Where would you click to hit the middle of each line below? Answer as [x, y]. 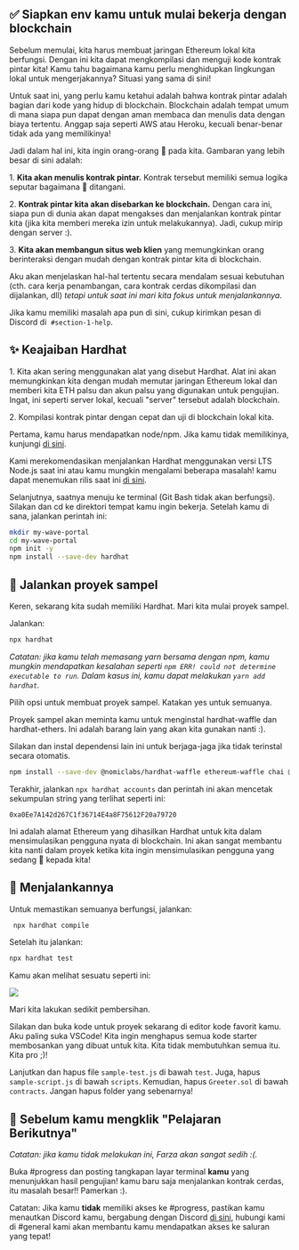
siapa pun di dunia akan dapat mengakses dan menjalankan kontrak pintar [145, 214]
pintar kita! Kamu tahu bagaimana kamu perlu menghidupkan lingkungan [142, 69]
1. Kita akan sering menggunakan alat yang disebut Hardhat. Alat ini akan [143, 371]
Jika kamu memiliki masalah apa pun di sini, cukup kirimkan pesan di [135, 312]
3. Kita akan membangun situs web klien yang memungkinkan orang [137, 249]
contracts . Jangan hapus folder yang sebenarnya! [101, 1091]
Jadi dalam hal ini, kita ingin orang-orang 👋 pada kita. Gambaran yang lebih [147, 150]
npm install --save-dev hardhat [69, 557]
